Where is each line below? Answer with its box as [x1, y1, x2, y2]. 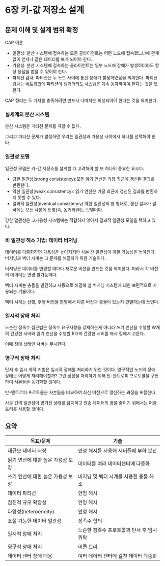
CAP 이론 [5, 40, 24, 45]
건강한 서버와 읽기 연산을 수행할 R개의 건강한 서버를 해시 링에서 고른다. [10, 331, 145, 336]
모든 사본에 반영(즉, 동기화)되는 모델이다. [25, 206, 104, 212]
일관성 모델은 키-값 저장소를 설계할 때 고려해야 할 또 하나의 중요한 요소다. [5, 166, 145, 171]
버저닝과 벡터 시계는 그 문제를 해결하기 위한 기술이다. [5, 255, 106, 261]
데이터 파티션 [7, 490, 36, 497]
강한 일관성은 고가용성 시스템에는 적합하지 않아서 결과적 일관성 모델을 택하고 [5, 217, 151, 223]
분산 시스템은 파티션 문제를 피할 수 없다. [5, 123, 81, 129]
